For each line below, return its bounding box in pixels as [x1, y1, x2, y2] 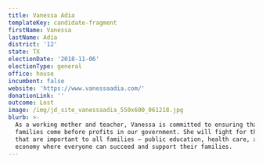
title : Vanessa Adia [8, 11, 76, 20]
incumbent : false [8, 77, 65, 85]
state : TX [8, 48, 41, 56]
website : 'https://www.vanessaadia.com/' [8, 84, 146, 92]
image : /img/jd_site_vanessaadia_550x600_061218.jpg [8, 107, 184, 114]
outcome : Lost [8, 99, 55, 107]
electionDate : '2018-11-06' [8, 56, 100, 63]
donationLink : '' [8, 92, 65, 100]
